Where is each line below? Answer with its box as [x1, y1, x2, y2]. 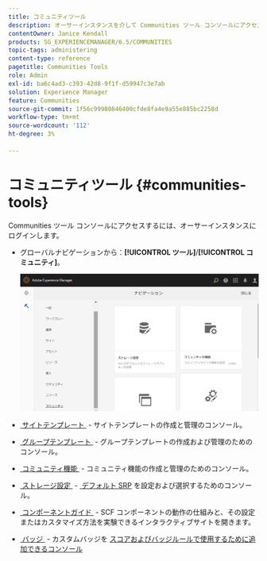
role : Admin [8, 71, 48, 79]
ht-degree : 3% [8, 130, 56, 138]
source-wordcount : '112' [8, 121, 91, 130]
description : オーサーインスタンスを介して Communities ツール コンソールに [8, 21, 240, 29]
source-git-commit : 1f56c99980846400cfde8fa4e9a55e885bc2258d [8, 105, 219, 113]
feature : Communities [8, 96, 80, 105]
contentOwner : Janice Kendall [8, 29, 109, 37]
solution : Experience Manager [8, 88, 109, 96]
